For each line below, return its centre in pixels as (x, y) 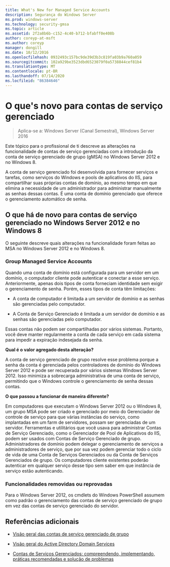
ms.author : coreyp (25, 43)
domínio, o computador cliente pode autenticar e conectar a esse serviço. (82, 278)
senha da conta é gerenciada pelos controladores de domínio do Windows (83, 365)
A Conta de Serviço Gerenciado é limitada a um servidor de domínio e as (89, 314)
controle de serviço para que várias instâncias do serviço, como (72, 417)
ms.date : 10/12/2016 (27, 52)
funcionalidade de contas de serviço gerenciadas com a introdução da (79, 151)
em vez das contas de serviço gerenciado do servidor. (62, 506)
